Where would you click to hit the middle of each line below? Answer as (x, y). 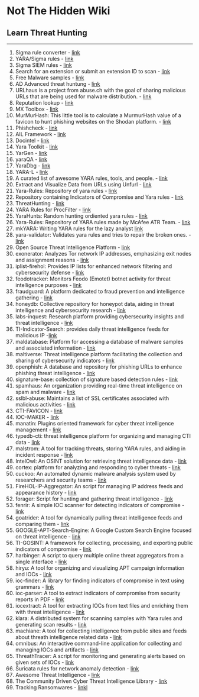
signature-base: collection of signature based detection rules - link (96, 379)
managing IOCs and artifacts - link (57, 650)
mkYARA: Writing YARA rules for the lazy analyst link (79, 228)
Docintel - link (32, 141)
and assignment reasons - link (52, 260)
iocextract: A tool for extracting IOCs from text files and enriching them (102, 606)
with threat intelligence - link (50, 612)
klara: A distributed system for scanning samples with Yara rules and (99, 618)
